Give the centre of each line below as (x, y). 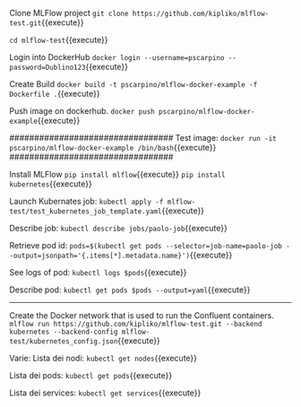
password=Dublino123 (48, 67)
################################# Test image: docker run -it (143, 138)
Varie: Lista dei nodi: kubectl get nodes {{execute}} (103, 358)
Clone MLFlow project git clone (69, 13)
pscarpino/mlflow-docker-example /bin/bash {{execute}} (113, 147)
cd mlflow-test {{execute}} (59, 40)
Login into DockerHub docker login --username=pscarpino (117, 57)
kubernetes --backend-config (64, 332)
